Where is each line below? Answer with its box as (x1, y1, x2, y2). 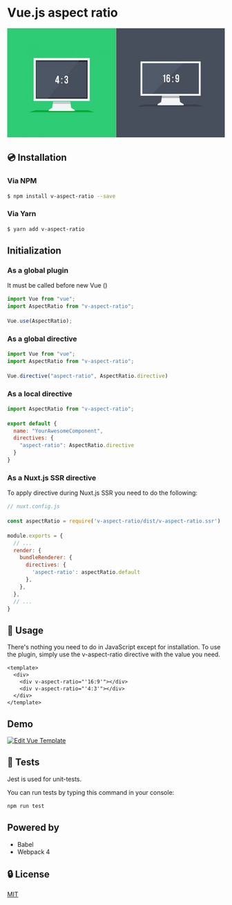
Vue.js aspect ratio (7, 5, 119, 21)
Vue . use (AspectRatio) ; (7, 317, 72, 324)
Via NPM (7, 176, 37, 186)
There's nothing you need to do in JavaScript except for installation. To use (7, 643, 221, 651)
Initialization (7, 245, 62, 257)
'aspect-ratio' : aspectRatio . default (32, 569, 140, 576)
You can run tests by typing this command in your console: (7, 788, 175, 796)
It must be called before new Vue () (7, 281, 108, 290)
